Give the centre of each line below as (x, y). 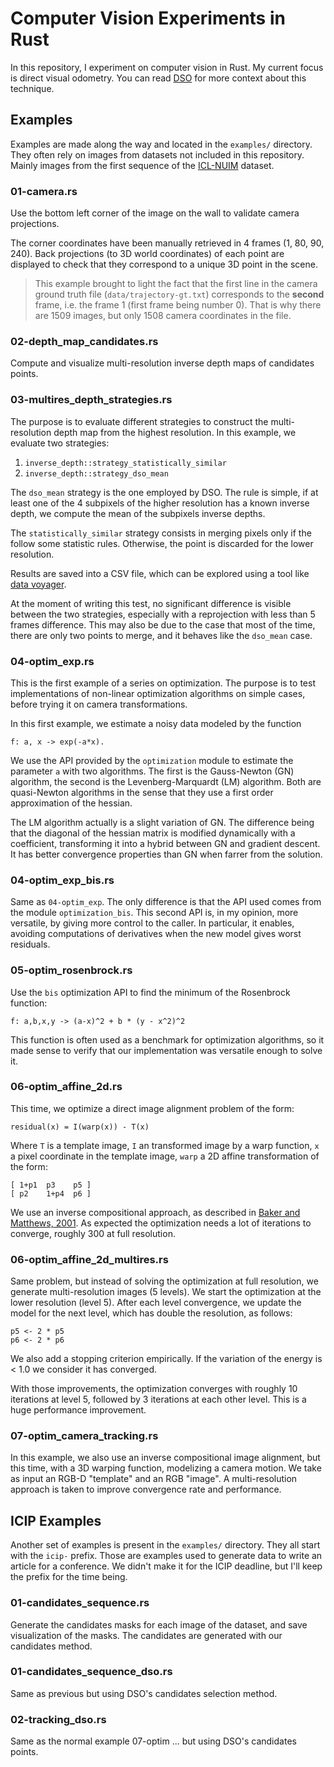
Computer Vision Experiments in (148, 18)
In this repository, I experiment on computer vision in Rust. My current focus (167, 67)
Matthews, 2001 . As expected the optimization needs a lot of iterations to (161, 1223)
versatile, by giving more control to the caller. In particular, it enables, (152, 923)
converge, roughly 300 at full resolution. (93, 1233)
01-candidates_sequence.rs (80, 1603)
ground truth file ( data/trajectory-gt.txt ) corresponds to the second (179, 294)
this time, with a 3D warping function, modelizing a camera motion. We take (166, 1468)
